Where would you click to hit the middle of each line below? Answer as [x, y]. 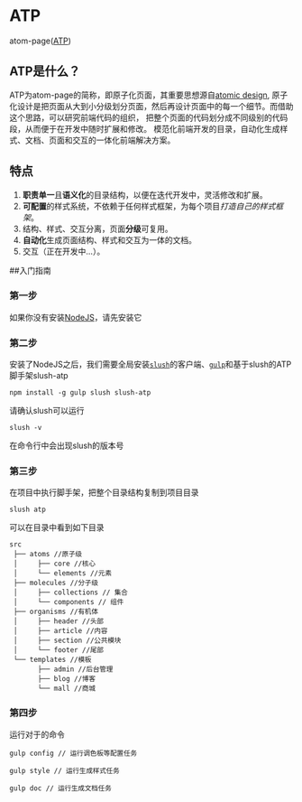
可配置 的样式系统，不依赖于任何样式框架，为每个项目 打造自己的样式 [149, 206]
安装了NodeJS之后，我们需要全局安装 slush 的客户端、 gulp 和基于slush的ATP [151, 364]
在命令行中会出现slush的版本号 [67, 446]
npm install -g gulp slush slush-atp [80, 393]
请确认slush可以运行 [47, 411]
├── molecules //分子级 [56, 583]
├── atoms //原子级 [48, 555]
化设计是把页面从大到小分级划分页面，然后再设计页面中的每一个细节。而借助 [151, 106]
